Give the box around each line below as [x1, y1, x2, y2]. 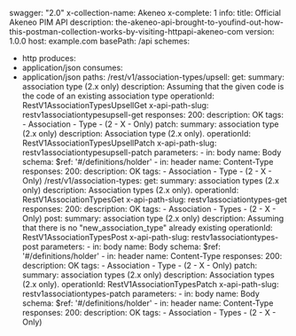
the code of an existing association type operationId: [21, 90, 214, 101]
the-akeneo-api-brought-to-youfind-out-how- [114, 17, 284, 27]
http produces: [21, 53, 77, 63]
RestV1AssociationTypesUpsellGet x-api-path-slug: [21, 100, 209, 110]
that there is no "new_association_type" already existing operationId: [21, 223, 273, 233]
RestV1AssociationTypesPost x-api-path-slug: [21, 232, 190, 242]
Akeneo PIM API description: [9, 17, 113, 27]
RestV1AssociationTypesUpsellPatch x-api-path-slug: [21, 137, 217, 148]
